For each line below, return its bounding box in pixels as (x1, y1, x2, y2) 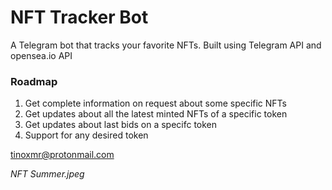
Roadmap (10, 74, 58, 88)
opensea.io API (10, 49, 73, 61)
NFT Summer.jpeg (10, 168, 85, 180)
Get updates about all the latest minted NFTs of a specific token (24, 108, 288, 120)
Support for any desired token (24, 129, 149, 141)
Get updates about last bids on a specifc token (24, 119, 218, 131)
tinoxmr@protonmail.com (10, 149, 115, 161)
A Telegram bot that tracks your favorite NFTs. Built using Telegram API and (10, 39, 322, 51)
